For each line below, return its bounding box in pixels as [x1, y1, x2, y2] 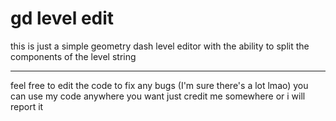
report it [10, 100, 44, 112]
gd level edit [10, 7, 115, 30]
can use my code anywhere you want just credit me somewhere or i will [10, 90, 306, 102]
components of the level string [10, 50, 137, 62]
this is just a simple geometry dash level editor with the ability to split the [10, 40, 310, 52]
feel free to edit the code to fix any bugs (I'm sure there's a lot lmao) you [10, 79, 309, 91]
